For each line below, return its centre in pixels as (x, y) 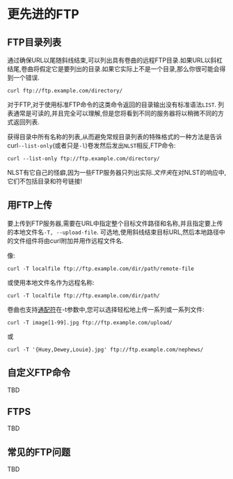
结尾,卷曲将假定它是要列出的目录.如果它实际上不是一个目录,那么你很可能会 (114, 69)
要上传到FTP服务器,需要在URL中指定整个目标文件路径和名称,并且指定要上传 (115, 223)
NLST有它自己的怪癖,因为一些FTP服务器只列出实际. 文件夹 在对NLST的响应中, (117, 172)
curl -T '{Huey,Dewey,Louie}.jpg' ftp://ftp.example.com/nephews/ (105, 350)
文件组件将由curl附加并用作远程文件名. (68, 240)
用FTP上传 (30, 205)
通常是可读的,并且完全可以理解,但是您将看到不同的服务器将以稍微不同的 (115, 113)
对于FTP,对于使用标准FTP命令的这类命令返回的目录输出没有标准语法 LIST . (112, 104)
